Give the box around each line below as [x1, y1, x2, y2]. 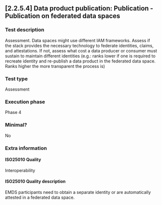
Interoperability [5, 167, 35, 173]
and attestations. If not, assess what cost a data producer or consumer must [5, 47, 157, 53]
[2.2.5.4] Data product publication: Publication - [5, 4, 153, 13]
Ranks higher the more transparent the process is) [5, 63, 105, 69]
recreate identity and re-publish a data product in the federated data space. [5, 58, 156, 64]
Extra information [5, 144, 47, 151]
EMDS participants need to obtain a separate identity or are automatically [5, 189, 151, 195]
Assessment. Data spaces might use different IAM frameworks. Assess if [5, 37, 150, 43]
